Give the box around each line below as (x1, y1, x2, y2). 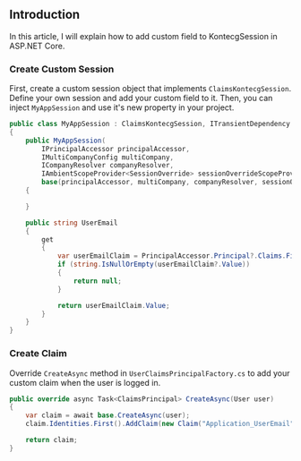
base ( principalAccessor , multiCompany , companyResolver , (41, 178, 258, 187)
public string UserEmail (25, 218, 118, 227)
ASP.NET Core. (9, 40, 65, 51)
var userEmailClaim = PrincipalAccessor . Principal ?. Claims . (56, 252, 287, 260)
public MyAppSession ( (25, 136, 106, 145)
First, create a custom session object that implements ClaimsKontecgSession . (9, 83, 292, 94)
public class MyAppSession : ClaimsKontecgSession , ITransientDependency (9, 120, 291, 129)
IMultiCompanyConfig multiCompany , (41, 152, 175, 162)
